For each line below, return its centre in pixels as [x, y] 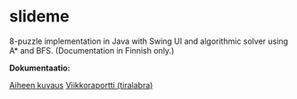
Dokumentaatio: [40, 68]
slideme [39, 16]
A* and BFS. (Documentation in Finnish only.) [92, 50]
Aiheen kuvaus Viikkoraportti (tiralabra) [81, 85]
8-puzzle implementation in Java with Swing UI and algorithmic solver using [148, 41]
